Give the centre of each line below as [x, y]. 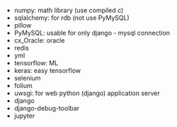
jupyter [24, 116]
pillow [23, 25]
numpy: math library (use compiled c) [69, 10]
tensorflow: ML [36, 63]
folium [23, 85]
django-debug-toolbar [47, 108]
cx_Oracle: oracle [39, 40]
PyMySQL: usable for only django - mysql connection [92, 33]
